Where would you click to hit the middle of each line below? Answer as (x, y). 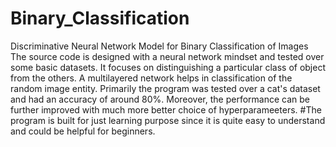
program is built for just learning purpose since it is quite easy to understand (168, 120)
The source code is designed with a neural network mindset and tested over (167, 56)
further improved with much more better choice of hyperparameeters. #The (166, 109)
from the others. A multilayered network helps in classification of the (151, 78)
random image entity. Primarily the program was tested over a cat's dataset (165, 88)
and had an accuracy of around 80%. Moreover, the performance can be (160, 99)
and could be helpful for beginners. (83, 131)
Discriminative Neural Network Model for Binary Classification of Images (159, 46)
